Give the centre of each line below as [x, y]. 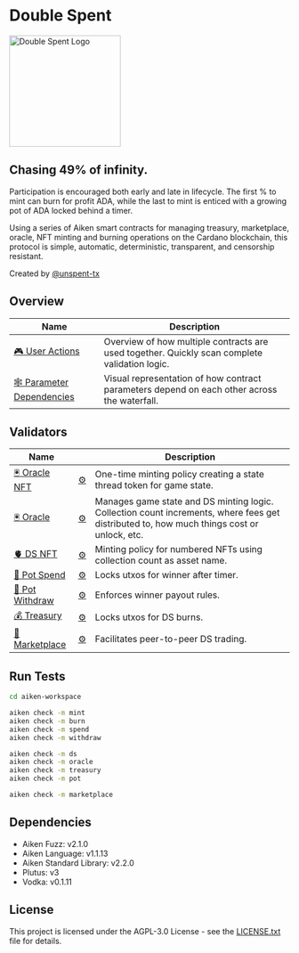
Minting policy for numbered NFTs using [178, 550]
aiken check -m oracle [51, 762]
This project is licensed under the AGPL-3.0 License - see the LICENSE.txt [145, 931]
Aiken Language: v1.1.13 [65, 853]
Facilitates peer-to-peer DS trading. [171, 639]
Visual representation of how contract [182, 378]
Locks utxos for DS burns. [149, 617]
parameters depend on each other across [190, 389]
